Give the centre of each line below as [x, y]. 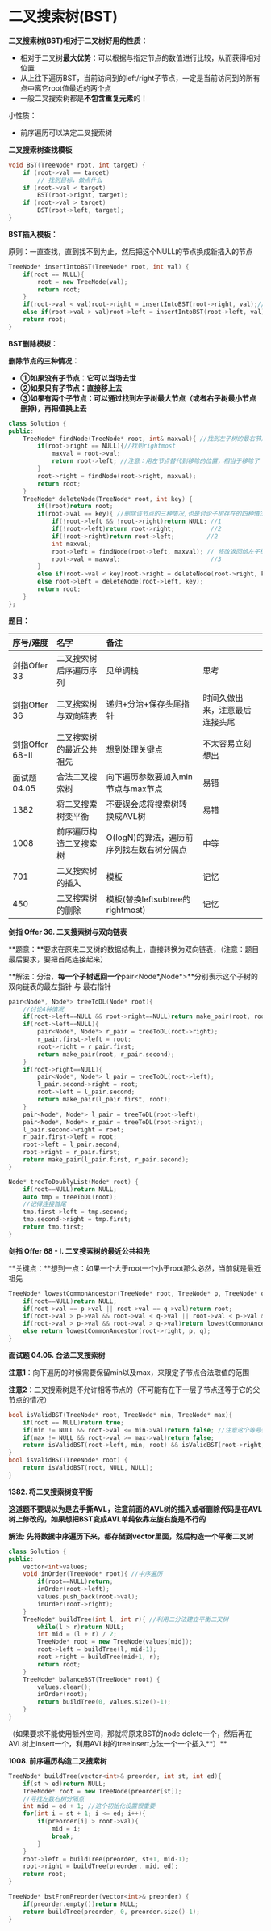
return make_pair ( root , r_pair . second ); [106, 1054]
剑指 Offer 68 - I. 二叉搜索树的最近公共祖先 [79, 1250]
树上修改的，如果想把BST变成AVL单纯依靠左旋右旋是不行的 [107, 1519]
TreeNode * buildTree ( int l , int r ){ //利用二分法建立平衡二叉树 [126, 1619]
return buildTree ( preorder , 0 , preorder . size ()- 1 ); [111, 1912]
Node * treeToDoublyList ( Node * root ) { [73, 1182]
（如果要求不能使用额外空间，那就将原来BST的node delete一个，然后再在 [130, 1734]
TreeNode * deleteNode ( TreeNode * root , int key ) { [108, 499]
